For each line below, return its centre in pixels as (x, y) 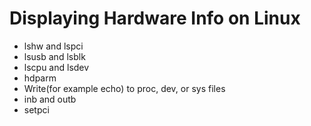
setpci (36, 109)
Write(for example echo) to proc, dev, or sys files (124, 88)
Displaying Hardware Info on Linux (155, 18)
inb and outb (50, 99)
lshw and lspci (53, 46)
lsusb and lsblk (54, 56)
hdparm (40, 78)
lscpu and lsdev (56, 67)
